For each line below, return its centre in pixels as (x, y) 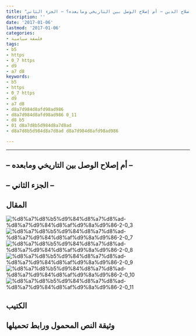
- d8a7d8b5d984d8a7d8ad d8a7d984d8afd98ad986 (62, 131)
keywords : (18, 77)
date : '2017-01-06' (30, 22)
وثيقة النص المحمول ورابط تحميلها (60, 326)
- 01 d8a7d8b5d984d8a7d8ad (39, 126)
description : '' (26, 17)
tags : (13, 44)
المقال (17, 205)
